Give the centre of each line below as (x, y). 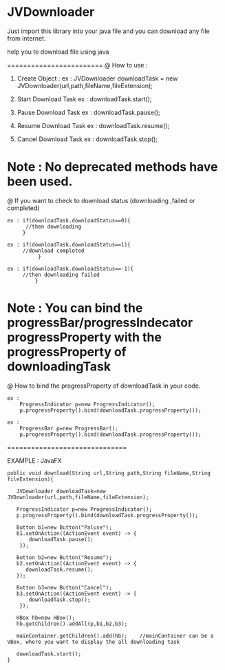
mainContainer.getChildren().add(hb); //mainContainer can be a (115, 636)
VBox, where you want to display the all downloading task (94, 642)
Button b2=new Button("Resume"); (64, 557)
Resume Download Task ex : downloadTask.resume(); (93, 125)
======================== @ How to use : (77, 65)
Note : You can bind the (75, 308)
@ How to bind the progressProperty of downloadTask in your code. (104, 386)
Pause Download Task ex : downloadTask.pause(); (88, 112)
